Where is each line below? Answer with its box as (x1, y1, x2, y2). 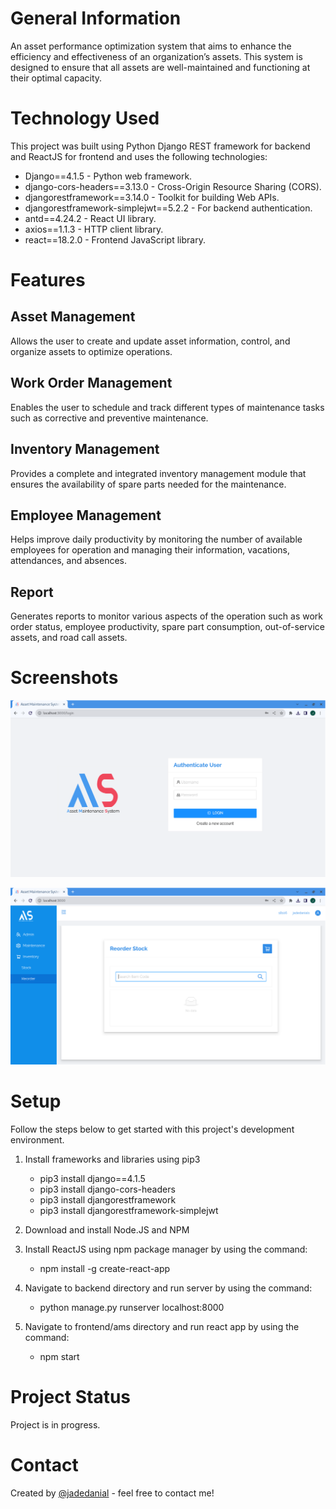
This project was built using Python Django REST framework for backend (10, 140, 311, 152)
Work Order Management (10, 375, 173, 392)
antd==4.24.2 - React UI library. (24, 212, 157, 224)
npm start (39, 1351, 80, 1362)
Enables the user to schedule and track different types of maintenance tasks (10, 401, 325, 413)
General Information (10, 7, 182, 30)
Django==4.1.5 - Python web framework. (24, 170, 193, 182)
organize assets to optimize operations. (10, 345, 173, 357)
